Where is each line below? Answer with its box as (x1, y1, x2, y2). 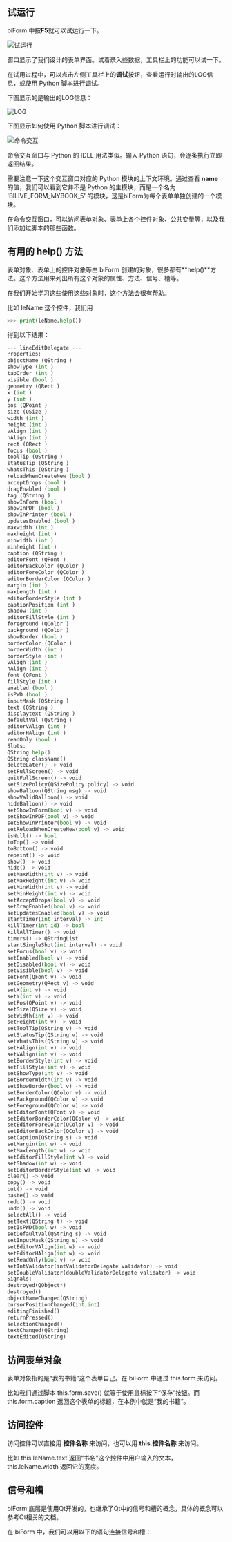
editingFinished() (7, 1308, 60, 1315)
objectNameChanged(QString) (7, 1295, 88, 1302)
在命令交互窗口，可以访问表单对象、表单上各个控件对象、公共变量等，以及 (7, 215, 219, 223)
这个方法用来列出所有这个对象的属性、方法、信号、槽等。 (19, 274, 183, 282)
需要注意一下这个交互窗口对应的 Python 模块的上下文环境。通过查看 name (7, 174, 219, 182)
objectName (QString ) (7, 357, 72, 364)
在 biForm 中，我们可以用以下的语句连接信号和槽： (7, 1527, 152, 1536)
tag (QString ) (7, 492, 51, 499)
